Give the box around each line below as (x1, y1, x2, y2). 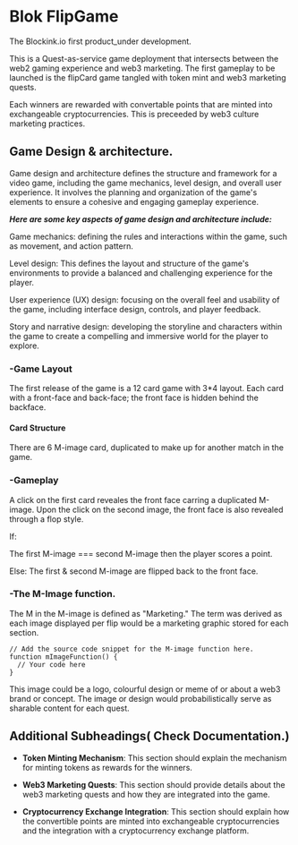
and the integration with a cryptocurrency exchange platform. (21, 825, 250, 836)
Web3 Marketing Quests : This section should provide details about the (21, 779, 285, 790)
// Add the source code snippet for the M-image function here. (9, 644, 254, 653)
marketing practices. (9, 118, 86, 129)
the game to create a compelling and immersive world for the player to (9, 330, 268, 341)
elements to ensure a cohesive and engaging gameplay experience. (9, 196, 260, 207)
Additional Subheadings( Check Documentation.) (9, 729, 290, 744)
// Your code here (17, 660, 87, 669)
